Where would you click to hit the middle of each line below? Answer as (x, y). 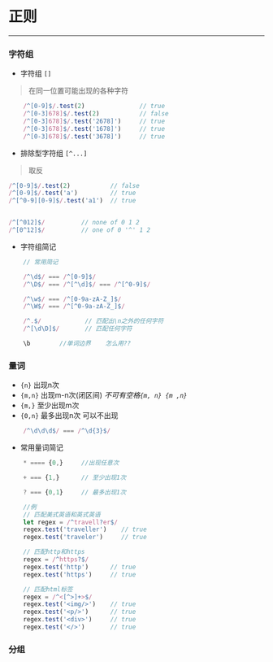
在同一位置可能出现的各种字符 (78, 91)
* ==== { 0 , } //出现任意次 (71, 463)
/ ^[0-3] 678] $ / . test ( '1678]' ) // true (94, 128)
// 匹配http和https (54, 552)
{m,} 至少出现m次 (50, 405)
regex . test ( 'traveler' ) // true (85, 538)
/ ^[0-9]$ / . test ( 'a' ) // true (72, 193)
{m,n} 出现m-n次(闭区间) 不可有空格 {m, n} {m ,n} (104, 395)
